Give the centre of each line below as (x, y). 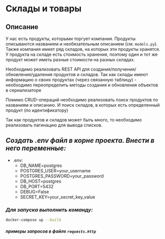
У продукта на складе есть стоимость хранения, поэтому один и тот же (82, 54)
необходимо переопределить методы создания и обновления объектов (82, 85)
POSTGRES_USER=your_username (55, 170)
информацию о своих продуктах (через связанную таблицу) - (71, 80)
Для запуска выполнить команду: (49, 209)
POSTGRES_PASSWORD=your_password (62, 176)
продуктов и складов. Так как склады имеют (101, 74)
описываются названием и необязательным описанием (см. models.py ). (82, 44)
